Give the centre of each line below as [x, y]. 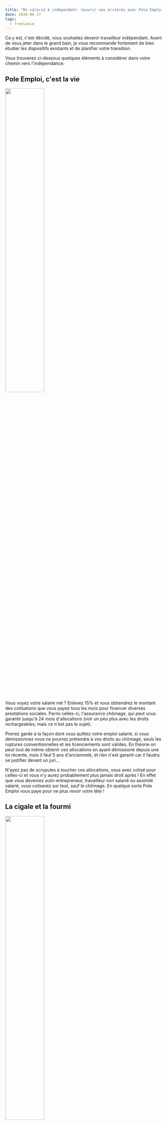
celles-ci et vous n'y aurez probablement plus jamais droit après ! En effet [81, 775]
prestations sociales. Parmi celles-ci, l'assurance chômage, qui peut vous [81, 714]
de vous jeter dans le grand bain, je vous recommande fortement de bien [80, 43]
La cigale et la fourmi [38, 807]
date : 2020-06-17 [23, 14]
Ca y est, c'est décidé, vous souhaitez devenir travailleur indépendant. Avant [83, 38]
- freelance [22, 24]
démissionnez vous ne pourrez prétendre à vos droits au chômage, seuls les [83, 739]
